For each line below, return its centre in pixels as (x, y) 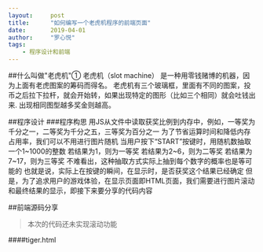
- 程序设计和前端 (46, 52)
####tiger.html (32, 240)
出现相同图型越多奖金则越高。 (67, 105)
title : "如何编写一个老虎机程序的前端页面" (80, 23)
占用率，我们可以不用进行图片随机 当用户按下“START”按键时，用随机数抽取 (130, 141)
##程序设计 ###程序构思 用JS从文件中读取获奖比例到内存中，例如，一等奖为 (132, 122)
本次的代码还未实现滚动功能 (72, 224)
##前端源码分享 (33, 207)
